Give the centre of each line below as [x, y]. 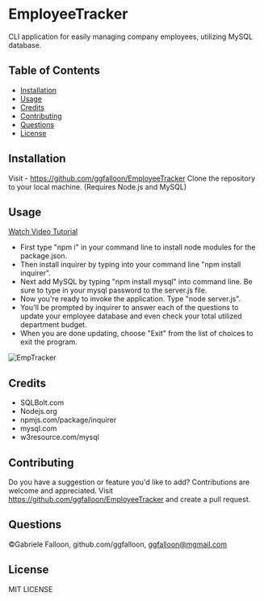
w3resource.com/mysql [59, 437]
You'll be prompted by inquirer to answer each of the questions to [129, 308]
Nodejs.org [39, 411]
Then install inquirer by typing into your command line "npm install [130, 265]
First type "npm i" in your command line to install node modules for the [138, 247]
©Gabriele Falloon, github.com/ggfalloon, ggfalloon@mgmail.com [118, 544]
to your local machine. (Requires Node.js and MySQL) [98, 186]
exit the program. [49, 342]
